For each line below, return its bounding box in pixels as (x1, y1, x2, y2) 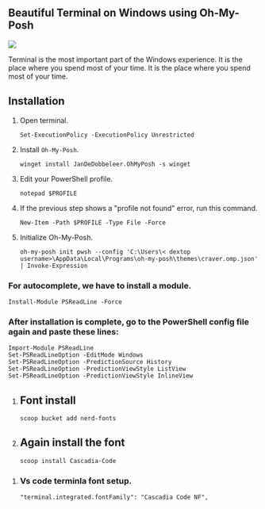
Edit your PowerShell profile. (19, 174, 113, 183)
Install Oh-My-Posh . (19, 144, 79, 154)
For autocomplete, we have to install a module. (8, 280, 192, 291)
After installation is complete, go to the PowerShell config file (8, 316, 250, 327)
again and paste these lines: (8, 326, 119, 337)
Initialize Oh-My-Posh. (19, 232, 94, 242)
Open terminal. (19, 115, 69, 125)
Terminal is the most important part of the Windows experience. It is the (8, 55, 244, 64)
